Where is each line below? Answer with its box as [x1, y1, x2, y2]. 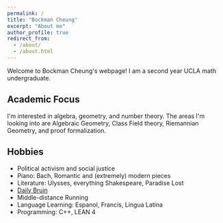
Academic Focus [7, 93, 80, 106]
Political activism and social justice [16, 164, 116, 173]
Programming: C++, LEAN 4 [16, 207, 96, 215]
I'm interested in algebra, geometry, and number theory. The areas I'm [7, 112, 205, 120]
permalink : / [7, 10, 44, 17]
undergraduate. [7, 74, 51, 82]
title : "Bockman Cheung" [7, 16, 78, 23]
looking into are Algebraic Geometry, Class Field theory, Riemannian [7, 119, 199, 127]
